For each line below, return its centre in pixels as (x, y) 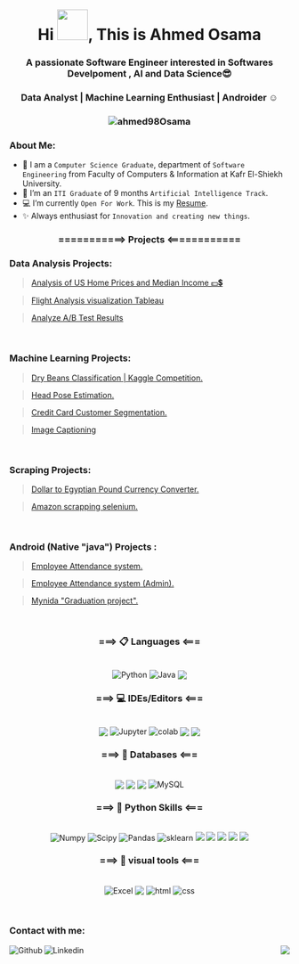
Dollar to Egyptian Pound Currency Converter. (115, 489)
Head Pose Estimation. (73, 395)
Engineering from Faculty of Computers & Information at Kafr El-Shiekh (152, 175)
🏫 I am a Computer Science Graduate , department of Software (133, 165)
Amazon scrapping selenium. (84, 507)
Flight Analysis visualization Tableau (97, 301)
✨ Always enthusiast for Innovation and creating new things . (136, 216)
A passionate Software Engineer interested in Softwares (149, 62)
